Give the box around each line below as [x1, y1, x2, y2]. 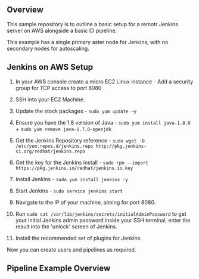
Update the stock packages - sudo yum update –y [15, 107, 136, 114]
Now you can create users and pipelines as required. [7, 246, 136, 253]
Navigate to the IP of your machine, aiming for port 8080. [15, 199, 156, 206]
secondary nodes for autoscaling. [7, 45, 90, 52]
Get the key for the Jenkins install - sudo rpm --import [15, 159, 148, 166]
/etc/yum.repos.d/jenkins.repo [15, 143, 94, 149]
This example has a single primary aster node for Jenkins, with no [7, 38, 169, 45]
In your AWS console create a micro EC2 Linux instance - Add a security [15, 77, 194, 85]
